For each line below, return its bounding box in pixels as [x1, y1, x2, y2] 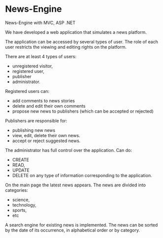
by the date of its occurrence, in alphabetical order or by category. [5, 227, 140, 233]
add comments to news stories [12, 97, 75, 104]
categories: [5, 187, 28, 193]
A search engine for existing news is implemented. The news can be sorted [5, 222, 158, 228]
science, [12, 197, 30, 203]
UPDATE [12, 167, 30, 173]
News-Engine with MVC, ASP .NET [5, 20, 76, 26]
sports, [12, 207, 27, 213]
